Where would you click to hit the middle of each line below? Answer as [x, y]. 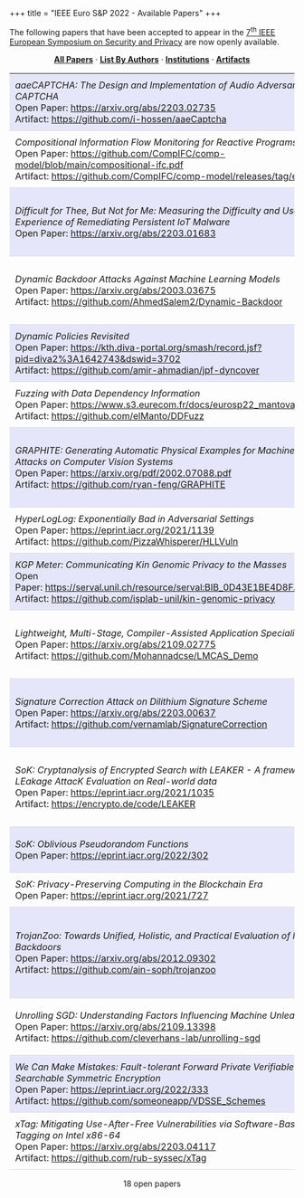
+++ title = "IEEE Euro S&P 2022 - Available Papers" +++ [115, 13]
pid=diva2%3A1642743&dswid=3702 [98, 358]
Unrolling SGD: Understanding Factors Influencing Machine [141, 1015]
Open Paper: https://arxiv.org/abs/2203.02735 [115, 108]
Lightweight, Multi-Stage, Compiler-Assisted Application [137, 632]
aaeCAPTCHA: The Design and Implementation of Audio [135, 85]
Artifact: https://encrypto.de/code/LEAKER [105, 803]
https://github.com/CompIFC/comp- [148, 153]
